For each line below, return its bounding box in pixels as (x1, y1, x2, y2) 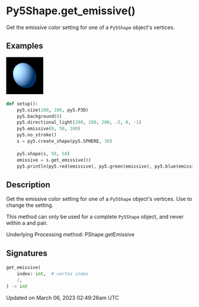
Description (6, 180, 50, 190)
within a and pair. (6, 219, 49, 226)
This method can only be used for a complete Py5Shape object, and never (6, 213, 184, 220)
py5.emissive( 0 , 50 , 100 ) (17, 126, 81, 132)
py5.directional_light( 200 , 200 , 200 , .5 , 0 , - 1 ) (17, 120, 142, 126)
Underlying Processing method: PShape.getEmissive (6, 231, 135, 238)
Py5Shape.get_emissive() (6, 4, 136, 18)
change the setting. (6, 202, 54, 209)
